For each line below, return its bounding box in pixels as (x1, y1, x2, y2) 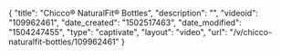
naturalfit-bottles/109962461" (8, 36, 120, 47)
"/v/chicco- (229, 27, 273, 37)
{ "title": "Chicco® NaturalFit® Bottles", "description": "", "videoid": (8, 8, 259, 18)
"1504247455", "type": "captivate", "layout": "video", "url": (8, 27, 228, 37)
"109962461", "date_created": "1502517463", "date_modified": (8, 17, 243, 28)
